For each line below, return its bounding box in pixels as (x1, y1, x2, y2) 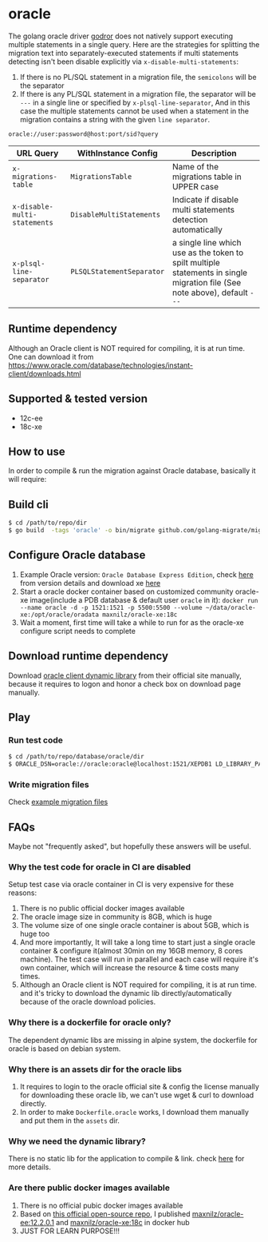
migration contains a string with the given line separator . (19, 114, 211, 124)
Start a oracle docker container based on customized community (19, 587, 234, 596)
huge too (19, 929, 50, 939)
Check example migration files (8, 797, 108, 807)
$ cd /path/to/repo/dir (8, 519, 88, 527)
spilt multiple (171, 257, 221, 268)
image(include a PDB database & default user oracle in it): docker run (30, 595, 258, 604)
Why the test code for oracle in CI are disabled (8, 862, 191, 873)
